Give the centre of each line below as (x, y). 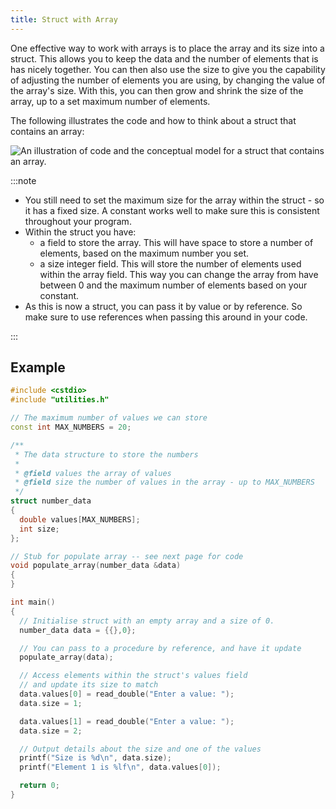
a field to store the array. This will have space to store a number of (176, 242)
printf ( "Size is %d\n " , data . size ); (95, 758)
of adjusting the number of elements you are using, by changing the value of (168, 80)
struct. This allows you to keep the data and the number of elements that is (164, 58)
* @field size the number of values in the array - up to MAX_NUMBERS (164, 482)
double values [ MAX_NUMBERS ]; (80, 519)
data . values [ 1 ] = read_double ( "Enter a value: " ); (127, 721)
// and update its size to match (89, 685)
